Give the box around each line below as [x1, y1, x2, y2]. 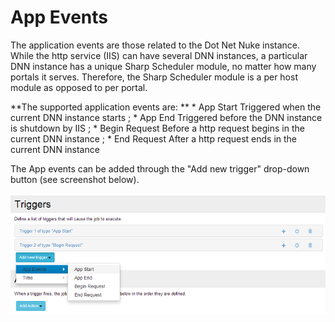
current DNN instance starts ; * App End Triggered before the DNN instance [10, 111, 323, 123]
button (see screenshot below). [10, 173, 140, 185]
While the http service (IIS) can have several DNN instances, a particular [10, 49, 308, 61]
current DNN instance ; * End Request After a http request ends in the [10, 132, 298, 145]
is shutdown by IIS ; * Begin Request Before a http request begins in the [10, 122, 305, 134]
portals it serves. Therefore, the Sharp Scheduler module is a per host [10, 71, 298, 83]
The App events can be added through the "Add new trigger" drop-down [10, 162, 310, 175]
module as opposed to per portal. [10, 81, 148, 93]
